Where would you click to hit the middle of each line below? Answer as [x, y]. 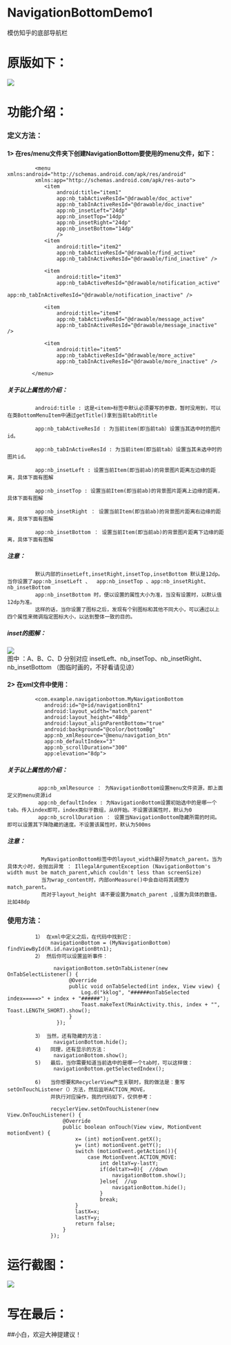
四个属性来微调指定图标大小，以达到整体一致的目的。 [71, 617]
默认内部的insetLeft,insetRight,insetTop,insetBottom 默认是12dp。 [129, 574]
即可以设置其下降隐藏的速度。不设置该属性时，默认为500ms [79, 825]
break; [109, 1199]
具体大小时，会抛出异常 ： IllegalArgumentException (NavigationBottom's [109, 867]
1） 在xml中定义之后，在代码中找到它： [84, 936]
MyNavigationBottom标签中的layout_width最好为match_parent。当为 [132, 860]
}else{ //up [118, 1181]
